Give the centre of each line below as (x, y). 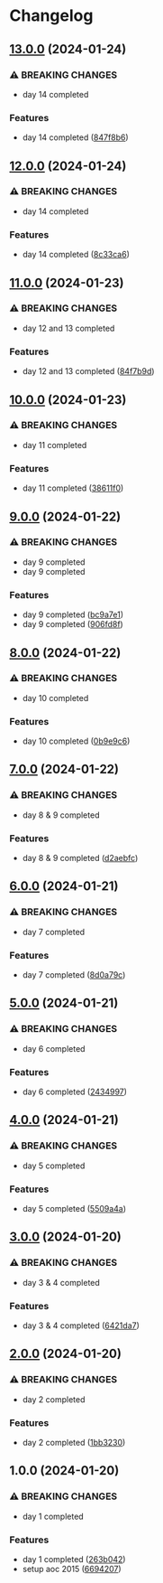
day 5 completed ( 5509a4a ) (74, 1209)
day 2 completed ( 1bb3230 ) (74, 1442)
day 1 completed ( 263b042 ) (74, 1559)
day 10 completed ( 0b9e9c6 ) (76, 741)
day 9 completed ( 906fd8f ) (72, 624)
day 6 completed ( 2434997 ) (75, 1092)
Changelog (51, 16)
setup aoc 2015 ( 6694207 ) (72, 1569)
